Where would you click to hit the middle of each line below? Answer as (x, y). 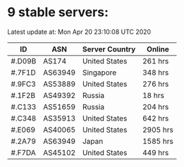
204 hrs (155, 106)
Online (158, 49)
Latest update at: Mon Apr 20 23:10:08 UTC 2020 (79, 32)
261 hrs (155, 61)
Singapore (99, 73)
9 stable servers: (58, 12)
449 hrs (155, 152)
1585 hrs (158, 141)
